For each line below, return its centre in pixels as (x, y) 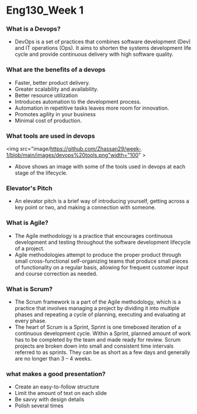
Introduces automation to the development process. (78, 101)
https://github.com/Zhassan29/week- (96, 149)
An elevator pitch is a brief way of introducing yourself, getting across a (102, 201)
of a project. (30, 248)
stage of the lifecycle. (41, 173)
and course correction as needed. (56, 273)
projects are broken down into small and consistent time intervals (94, 346)
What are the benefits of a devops (56, 70)
